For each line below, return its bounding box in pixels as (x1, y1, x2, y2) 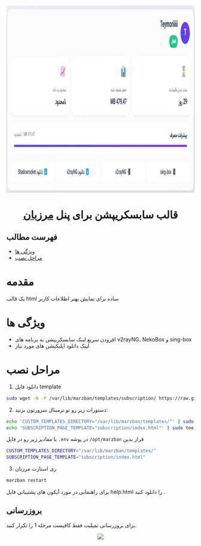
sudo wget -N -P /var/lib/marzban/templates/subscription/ (6, 395, 157, 401)
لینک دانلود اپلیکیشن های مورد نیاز (14, 342, 90, 349)
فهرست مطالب (6, 232, 58, 242)
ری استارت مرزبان (14, 465, 57, 472)
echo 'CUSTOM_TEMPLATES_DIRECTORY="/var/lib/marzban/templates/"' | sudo (6, 418, 194, 424)
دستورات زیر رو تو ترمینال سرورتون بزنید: (14, 406, 108, 413)
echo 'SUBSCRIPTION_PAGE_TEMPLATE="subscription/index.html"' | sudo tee (6, 425, 194, 431)
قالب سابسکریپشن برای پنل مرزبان (23, 208, 178, 222)
